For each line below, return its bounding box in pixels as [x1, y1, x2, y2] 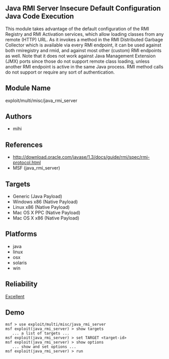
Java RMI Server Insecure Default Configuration [5, 4, 161, 13]
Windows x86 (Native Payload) [12, 199, 78, 205]
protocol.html [12, 159, 41, 165]
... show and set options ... [12, 344, 77, 349]
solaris [12, 259, 27, 266]
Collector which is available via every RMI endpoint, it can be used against [5, 42, 162, 48]
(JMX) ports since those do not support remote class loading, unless [5, 58, 150, 64]
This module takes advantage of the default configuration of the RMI [5, 26, 150, 32]
